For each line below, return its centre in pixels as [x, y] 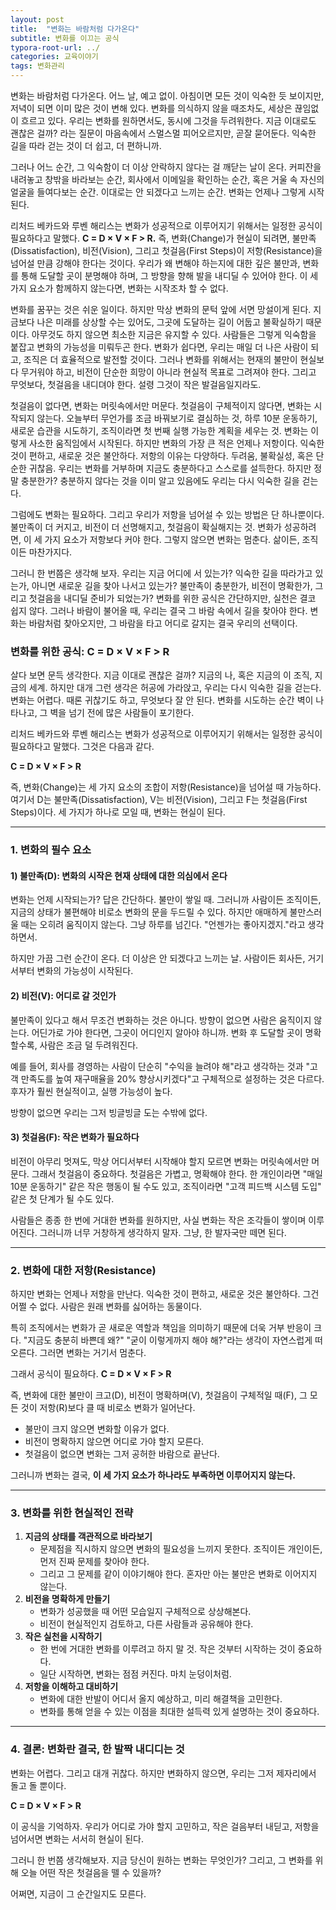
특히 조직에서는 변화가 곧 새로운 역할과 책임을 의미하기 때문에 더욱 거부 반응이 [161, 1328]
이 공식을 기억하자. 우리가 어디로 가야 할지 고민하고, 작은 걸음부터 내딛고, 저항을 [165, 1826]
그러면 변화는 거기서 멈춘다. [93, 1353]
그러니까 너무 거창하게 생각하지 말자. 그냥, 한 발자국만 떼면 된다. [163, 1232]
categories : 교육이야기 [54, 57]
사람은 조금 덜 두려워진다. [89, 1045]
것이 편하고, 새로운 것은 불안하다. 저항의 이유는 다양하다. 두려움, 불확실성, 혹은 [162, 455]
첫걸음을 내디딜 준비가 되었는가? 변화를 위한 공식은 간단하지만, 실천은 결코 [172, 598]
